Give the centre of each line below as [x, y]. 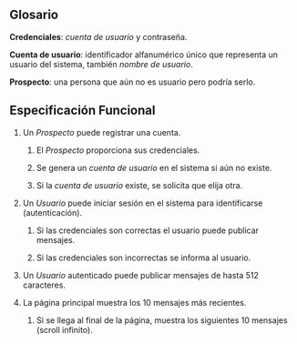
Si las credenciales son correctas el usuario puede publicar [148, 230]
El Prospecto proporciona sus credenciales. [118, 150]
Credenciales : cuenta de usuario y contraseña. [98, 36]
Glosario [34, 15]
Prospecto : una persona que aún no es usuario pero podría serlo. [133, 82]
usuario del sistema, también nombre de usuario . [101, 64]
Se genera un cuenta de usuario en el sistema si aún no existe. [154, 167]
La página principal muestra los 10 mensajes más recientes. [134, 302]
